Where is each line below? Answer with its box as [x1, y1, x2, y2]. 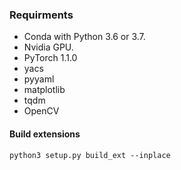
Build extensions [9, 128, 81, 140]
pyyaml [23, 73, 55, 85]
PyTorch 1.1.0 [23, 52, 78, 64]
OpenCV [23, 105, 60, 117]
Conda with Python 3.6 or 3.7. [23, 31, 146, 43]
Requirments [9, 8, 74, 22]
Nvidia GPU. [23, 41, 74, 53]
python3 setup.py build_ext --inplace [9, 150, 171, 160]
